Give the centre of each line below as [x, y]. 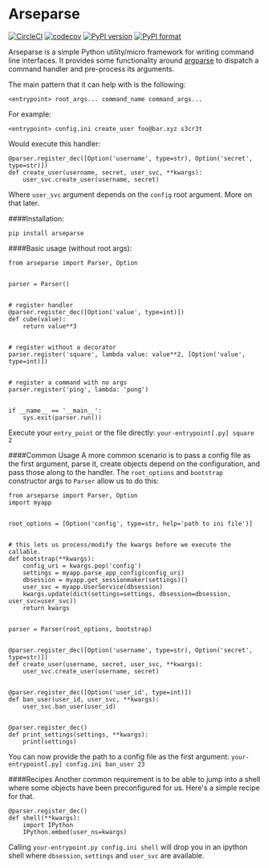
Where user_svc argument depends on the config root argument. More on [130, 194]
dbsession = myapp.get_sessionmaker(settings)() [106, 579]
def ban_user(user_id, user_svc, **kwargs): [84, 699]
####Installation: [36, 219]
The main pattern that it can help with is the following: [97, 84]
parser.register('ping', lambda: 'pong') [79, 389]
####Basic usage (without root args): [70, 248]
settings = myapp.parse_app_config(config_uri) [104, 573]
